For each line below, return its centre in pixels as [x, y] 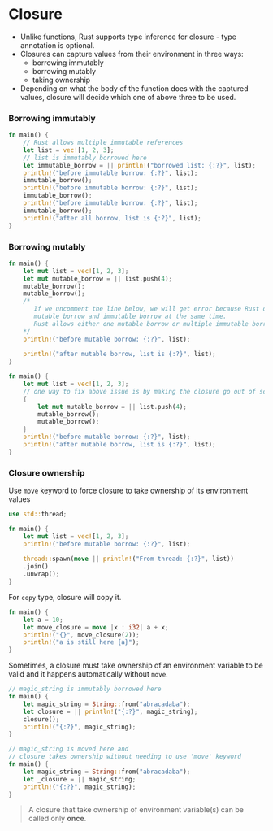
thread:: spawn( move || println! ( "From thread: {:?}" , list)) [128, 559]
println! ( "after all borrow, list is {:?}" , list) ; [112, 218]
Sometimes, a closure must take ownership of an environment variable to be [136, 666]
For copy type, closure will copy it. [65, 597]
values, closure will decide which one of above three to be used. [128, 97]
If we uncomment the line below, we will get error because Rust [147, 309]
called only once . [57, 819]
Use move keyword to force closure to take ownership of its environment [128, 491]
